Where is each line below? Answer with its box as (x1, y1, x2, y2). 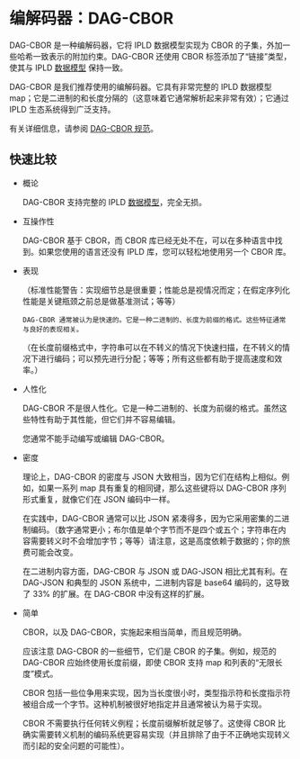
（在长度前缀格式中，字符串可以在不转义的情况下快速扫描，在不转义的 (22, 341, 283, 352)
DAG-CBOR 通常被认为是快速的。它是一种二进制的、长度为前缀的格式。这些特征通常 (22, 315, 287, 324)
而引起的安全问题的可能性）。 (22, 740, 129, 751)
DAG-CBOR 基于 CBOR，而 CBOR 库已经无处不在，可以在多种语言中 (22, 235, 276, 246)
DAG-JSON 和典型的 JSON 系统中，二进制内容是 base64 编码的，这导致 (22, 577, 290, 588)
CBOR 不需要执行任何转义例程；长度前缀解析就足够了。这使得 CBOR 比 (22, 718, 286, 728)
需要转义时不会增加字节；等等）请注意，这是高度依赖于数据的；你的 (30, 535, 283, 546)
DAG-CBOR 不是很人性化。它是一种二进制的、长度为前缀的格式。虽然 (22, 402, 280, 413)
